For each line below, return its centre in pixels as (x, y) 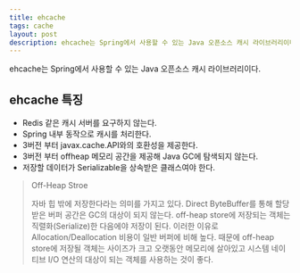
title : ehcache (37, 17)
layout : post (33, 34)
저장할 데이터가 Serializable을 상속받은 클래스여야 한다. (119, 168)
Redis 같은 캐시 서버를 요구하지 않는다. (90, 123)
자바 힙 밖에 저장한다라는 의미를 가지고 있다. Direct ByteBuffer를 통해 (152, 204)
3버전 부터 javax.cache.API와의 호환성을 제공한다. (110, 145)
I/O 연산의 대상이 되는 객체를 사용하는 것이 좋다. (131, 260)
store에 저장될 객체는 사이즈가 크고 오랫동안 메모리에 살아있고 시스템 (150, 248)
